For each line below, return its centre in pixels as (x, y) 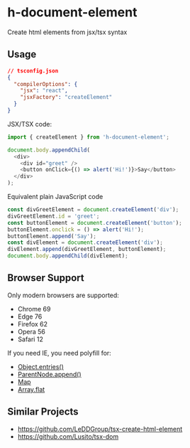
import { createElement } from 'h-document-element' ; (89, 137)
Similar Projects (43, 412)
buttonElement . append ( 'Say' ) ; (52, 236)
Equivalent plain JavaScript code (55, 197)
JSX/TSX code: (29, 124)
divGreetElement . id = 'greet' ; (54, 216)
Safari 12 (30, 339)
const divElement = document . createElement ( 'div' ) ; (85, 242)
